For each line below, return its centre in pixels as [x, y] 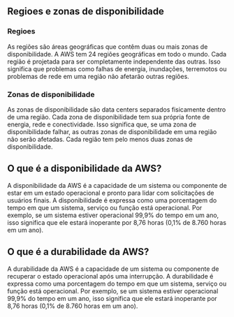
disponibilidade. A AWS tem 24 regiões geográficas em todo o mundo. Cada [117, 54]
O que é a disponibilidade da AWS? [85, 169]
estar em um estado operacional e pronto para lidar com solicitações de [111, 193]
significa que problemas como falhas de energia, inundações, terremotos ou [117, 68]
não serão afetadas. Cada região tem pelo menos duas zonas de [100, 139]
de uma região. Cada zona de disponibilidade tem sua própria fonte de [109, 117]
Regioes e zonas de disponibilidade [86, 12]
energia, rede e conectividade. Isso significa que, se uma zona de [102, 124]
